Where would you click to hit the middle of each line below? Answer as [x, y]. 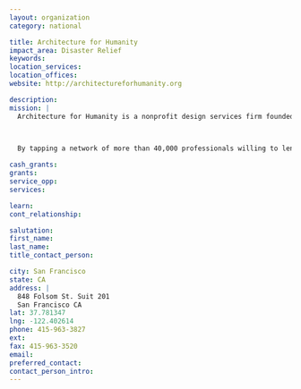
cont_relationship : [46, 214]
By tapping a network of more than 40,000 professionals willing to [148, 148]
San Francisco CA [50, 305]
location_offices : [43, 76]
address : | [30, 288]
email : [21, 354]
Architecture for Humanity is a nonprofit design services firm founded [156, 116]
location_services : [46, 67]
